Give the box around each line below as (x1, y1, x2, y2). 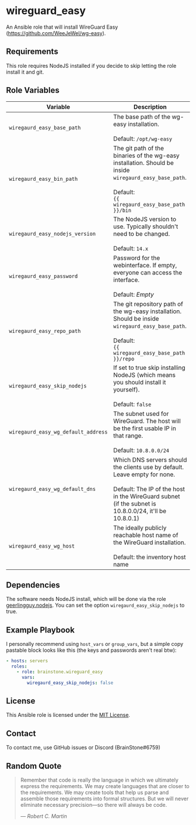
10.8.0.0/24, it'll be (113, 507, 167, 515)
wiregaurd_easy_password (9, 273, 78, 279)
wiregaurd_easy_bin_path (9, 176, 78, 182)
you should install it (113, 378, 166, 386)
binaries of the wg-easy (113, 151, 180, 159)
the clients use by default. (113, 463, 184, 471)
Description (133, 102, 167, 111)
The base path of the (113, 112, 171, 121)
